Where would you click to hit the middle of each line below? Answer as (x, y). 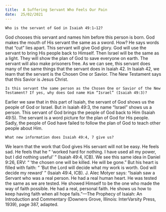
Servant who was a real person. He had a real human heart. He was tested (81, 178)
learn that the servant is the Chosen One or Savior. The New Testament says (83, 74)
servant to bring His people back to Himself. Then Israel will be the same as (82, 53)
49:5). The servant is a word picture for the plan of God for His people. (77, 117)
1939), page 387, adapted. (32, 204)
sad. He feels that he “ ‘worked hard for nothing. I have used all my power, (81, 152)
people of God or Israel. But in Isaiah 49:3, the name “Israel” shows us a (79, 107)
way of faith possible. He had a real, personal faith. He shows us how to (78, 188)
